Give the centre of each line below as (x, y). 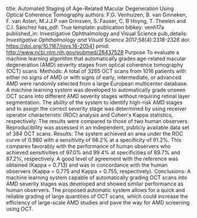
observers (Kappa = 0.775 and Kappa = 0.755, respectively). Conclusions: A (98, 171)
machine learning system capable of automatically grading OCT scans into (97, 177)
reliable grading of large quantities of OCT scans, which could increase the (97, 196)
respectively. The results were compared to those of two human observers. (98, 121)
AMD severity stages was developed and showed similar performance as (95, 184)
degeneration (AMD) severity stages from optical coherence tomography (95, 65)
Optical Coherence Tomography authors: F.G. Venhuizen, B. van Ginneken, (97, 15)
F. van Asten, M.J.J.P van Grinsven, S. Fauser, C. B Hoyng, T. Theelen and (96, 21)
